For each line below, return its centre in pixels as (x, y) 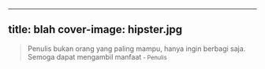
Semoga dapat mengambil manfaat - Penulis (97, 56)
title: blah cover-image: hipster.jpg (95, 29)
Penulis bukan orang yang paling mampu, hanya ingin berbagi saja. (136, 49)
